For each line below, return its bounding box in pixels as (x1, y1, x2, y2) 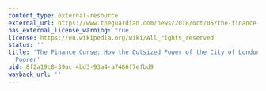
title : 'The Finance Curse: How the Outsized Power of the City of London (8, 48, 260, 56)
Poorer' (15, 56, 41, 64)
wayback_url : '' (8, 70, 62, 78)
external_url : (8, 19, 55, 27)
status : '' (8, 41, 44, 49)
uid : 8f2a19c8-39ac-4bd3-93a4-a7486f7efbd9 (8, 63, 154, 71)
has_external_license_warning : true (8, 26, 129, 34)
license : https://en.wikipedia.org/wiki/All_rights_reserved (8, 33, 215, 42)
